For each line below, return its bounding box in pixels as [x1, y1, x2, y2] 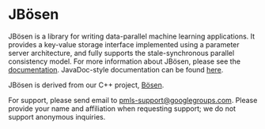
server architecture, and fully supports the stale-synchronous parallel [8, 48, 235, 57]
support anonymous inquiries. [8, 112, 106, 121]
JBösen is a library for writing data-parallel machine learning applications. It [8, 31, 256, 41]
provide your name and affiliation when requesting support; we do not [8, 104, 236, 113]
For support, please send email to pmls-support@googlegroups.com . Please [8, 95, 258, 105]
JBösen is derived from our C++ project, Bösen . [8, 80, 165, 90]
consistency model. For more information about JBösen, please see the [8, 57, 241, 66]
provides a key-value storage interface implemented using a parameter [8, 39, 240, 49]
